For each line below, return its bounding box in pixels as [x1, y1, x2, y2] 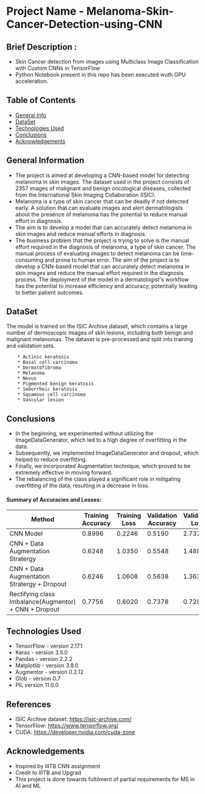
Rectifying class [9, 590, 55, 599]
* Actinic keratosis [17, 354, 70, 360]
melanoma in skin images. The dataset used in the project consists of [15, 178, 190, 185]
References [6, 699, 51, 709]
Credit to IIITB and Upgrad [15, 769, 81, 776]
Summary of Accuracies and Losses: [6, 496, 102, 503]
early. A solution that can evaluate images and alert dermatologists [15, 204, 183, 211]
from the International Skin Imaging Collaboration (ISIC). [15, 191, 156, 198]
